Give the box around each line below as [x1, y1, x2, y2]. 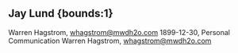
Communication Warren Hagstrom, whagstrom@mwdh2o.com [8, 36, 212, 45]
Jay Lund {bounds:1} [8, 7, 113, 20]
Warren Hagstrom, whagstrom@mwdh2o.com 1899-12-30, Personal [8, 27, 230, 37]
